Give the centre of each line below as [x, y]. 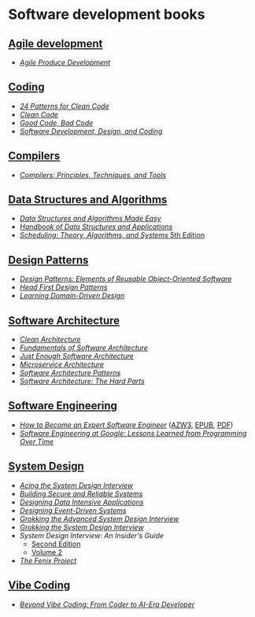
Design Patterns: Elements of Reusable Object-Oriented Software [126, 279]
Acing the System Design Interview [76, 485]
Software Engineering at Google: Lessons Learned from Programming [133, 433]
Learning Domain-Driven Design [72, 296]
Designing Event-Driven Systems [73, 510]
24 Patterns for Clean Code [64, 106]
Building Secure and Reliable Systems [81, 493]
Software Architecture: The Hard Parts [82, 381]
